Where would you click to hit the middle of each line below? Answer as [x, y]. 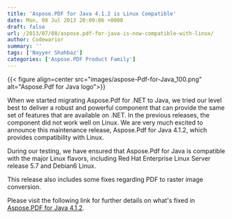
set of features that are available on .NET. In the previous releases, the [108, 115]
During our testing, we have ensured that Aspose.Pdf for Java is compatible [116, 150]
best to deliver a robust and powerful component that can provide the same [116, 107]
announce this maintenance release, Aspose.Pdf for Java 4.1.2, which [107, 129]
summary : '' [24, 46]
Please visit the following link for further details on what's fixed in [101, 200]
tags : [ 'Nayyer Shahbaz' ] [45, 53]
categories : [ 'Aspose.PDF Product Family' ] [72, 59]
